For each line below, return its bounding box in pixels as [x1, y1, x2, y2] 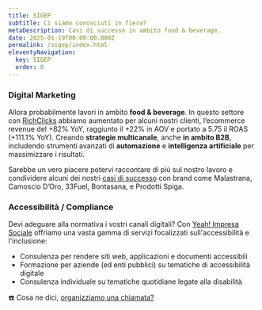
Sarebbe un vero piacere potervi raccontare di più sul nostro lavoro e [8, 165, 234, 174]
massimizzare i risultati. [8, 150, 85, 159]
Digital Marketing [8, 89, 77, 100]
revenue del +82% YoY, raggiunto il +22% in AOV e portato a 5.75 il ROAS [8, 124, 249, 134]
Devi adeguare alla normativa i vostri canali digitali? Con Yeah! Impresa [8, 220, 239, 229]
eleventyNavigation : [8, 48, 77, 56]
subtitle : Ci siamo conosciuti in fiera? [8, 19, 147, 27]
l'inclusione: [8, 236, 47, 246]
